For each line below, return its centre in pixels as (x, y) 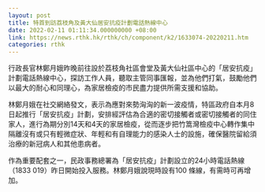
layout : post (30, 15)
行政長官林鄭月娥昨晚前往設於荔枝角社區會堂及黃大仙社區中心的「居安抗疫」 (132, 68)
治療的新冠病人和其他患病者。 (56, 144)
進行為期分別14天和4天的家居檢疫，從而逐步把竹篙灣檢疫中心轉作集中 (142, 124)
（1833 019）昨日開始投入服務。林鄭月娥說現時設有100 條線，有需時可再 (126, 171)
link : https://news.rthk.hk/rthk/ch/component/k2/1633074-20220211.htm (128, 37)
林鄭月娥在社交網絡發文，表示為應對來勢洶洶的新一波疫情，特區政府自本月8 (131, 105)
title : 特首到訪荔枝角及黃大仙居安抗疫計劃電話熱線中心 (88, 23)
